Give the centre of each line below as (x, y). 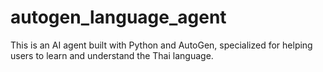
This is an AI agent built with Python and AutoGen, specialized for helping (161, 45)
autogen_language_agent (118, 17)
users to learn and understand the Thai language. (112, 55)
